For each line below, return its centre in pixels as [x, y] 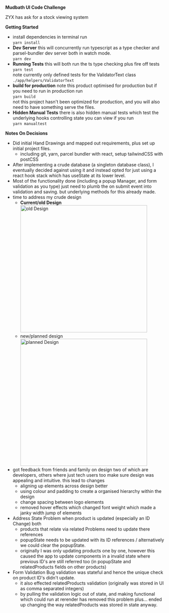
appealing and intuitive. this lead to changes [58, 480]
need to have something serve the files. [54, 107]
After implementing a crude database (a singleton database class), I [83, 165]
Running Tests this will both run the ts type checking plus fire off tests [86, 64]
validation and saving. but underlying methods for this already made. [84, 192]
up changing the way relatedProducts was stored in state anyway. [89, 605]
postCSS [29, 159]
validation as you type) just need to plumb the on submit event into [82, 186]
